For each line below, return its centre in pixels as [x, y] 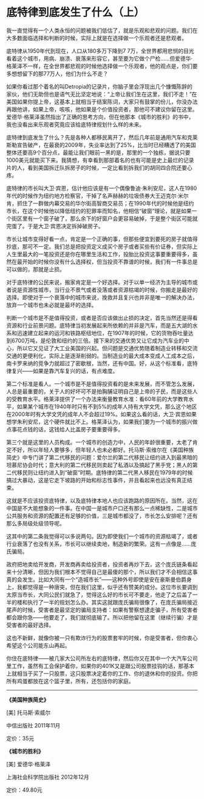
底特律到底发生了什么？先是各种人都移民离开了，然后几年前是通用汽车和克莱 [102, 137]
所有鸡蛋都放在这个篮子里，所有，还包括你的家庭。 [70, 681]
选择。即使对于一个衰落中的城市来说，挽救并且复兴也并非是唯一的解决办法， [102, 297]
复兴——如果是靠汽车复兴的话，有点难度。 [65, 371]
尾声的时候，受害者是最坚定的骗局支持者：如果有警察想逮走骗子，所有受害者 [102, 610]
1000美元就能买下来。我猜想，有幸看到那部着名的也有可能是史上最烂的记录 [100, 160]
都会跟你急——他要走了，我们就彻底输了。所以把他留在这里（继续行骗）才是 [102, 617]
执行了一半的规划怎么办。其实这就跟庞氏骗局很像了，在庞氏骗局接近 [112, 602]
